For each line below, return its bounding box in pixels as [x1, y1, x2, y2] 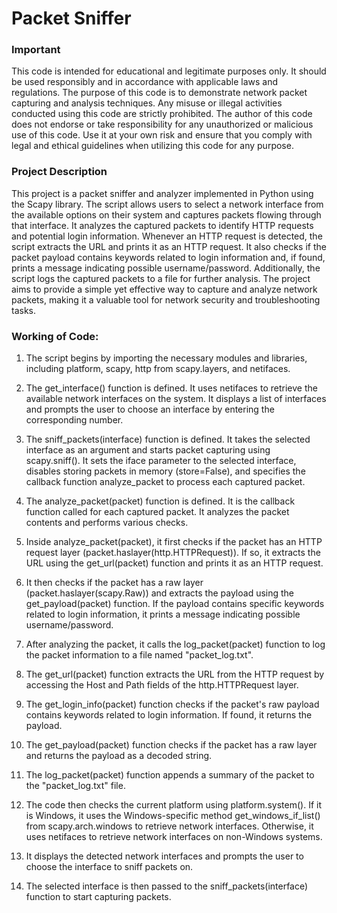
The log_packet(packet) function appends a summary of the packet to [25, 769, 315, 781]
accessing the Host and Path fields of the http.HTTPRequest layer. [25, 679, 299, 691]
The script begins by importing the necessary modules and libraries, [25, 352, 308, 364]
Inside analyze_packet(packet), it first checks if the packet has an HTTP [25, 536, 323, 548]
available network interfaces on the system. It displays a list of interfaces [25, 393, 327, 405]
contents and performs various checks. [25, 517, 189, 529]
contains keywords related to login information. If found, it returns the [25, 709, 313, 721]
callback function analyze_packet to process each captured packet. [25, 476, 306, 488]
